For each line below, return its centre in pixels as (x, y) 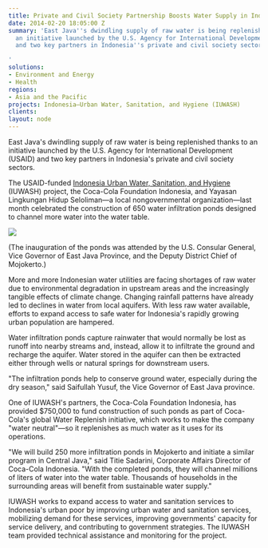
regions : (23, 89)
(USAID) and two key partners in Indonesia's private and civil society (121, 159)
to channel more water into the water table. (79, 217)
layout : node (30, 119)
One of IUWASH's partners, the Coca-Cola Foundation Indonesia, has (122, 403)
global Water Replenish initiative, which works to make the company (143, 419)
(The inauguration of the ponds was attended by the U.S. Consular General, (132, 247)
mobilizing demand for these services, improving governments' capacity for (133, 518)
